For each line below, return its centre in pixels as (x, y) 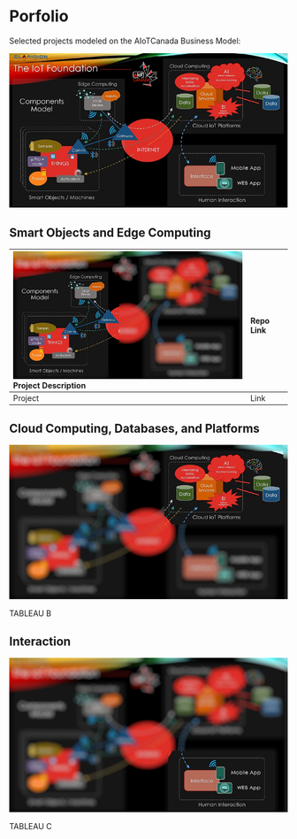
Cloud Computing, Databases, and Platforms (135, 428)
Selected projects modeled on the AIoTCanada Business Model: (125, 41)
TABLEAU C (30, 827)
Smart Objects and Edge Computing (110, 232)
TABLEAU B (30, 613)
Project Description (49, 385)
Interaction (40, 641)
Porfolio (39, 16)
